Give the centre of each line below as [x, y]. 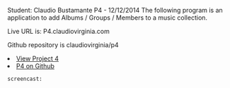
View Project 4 [38, 58]
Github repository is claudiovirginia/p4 [63, 45]
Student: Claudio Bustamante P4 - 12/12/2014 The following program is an [115, 10]
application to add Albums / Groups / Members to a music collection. [107, 18]
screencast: [25, 79]
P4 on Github [36, 66]
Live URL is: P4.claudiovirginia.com [58, 31]
